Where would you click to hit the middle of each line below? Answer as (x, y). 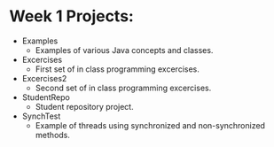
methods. (53, 135)
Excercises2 (44, 78)
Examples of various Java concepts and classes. (124, 50)
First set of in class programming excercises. (117, 69)
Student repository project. (85, 106)
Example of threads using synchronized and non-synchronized (150, 125)
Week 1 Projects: (72, 16)
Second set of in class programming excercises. (123, 88)
